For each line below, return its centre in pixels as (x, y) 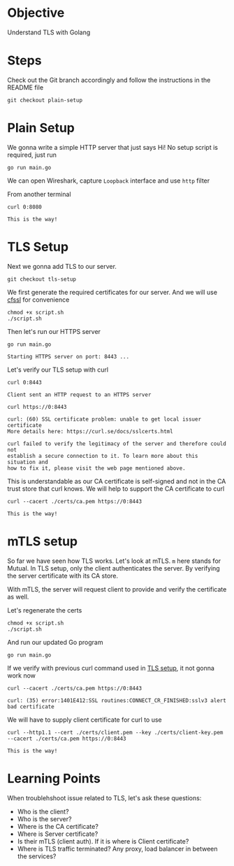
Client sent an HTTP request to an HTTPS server (79, 394)
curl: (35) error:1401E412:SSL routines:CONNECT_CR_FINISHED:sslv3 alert (117, 700)
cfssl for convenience (38, 300)
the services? (37, 856)
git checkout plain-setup (45, 100)
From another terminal (39, 194)
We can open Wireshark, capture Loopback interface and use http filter (109, 181)
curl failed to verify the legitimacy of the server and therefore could (117, 444)
